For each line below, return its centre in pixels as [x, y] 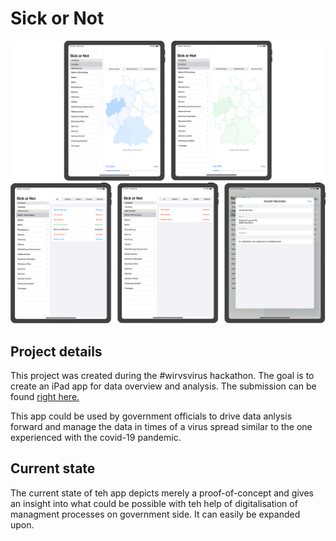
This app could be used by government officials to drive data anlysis [151, 416]
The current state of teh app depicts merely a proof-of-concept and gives [162, 493]
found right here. [45, 397]
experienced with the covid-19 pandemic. [96, 438]
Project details [56, 351]
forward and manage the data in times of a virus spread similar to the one [161, 427]
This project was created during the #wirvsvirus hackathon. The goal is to [162, 376]
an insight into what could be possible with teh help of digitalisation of [154, 503]
